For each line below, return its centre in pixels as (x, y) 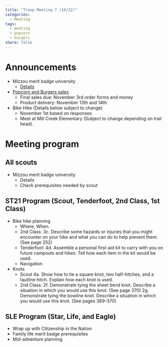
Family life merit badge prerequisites (50, 334)
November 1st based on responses (56, 113)
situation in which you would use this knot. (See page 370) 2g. (84, 290)
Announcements (41, 67)
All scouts (21, 163)
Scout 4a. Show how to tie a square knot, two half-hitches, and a (87, 274)
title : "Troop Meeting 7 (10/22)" (41, 10)
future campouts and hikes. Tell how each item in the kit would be (88, 253)
